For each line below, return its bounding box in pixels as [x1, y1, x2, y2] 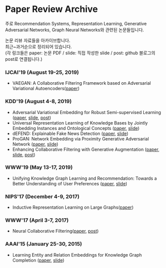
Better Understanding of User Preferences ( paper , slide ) [12, 180, 128, 186]
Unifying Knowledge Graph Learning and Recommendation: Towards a [12, 175, 157, 181]
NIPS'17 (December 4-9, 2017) [5, 193, 80, 200]
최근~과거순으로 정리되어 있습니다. [5, 43, 72, 49]
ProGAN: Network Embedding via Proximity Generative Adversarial [12, 135, 149, 141]
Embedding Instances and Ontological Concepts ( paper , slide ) [12, 125, 140, 131]
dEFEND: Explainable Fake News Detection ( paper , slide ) [12, 131, 129, 136]
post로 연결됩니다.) [5, 56, 43, 62]
